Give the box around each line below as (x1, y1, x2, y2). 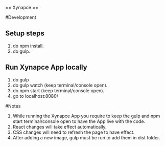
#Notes (5, 102, 21, 109)
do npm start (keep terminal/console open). (12, 87, 105, 94)
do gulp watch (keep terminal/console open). (12, 82, 108, 88)
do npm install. (12, 43, 44, 49)
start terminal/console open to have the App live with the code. (12, 118, 146, 124)
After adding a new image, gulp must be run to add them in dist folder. (12, 134, 160, 140)
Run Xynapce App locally (5, 63, 88, 72)
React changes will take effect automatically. (12, 123, 107, 130)
